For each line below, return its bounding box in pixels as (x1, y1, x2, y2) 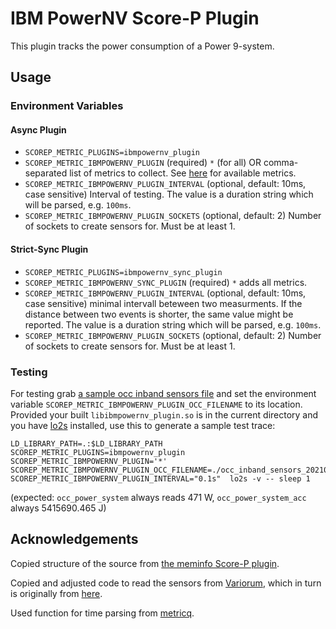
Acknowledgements (10, 531, 139, 548)
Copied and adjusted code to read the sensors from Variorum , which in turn (10, 577, 322, 589)
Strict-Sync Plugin (10, 243, 89, 256)
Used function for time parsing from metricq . (10, 607, 195, 619)
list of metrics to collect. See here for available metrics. (69, 167, 297, 179)
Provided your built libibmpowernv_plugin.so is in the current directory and (10, 408, 319, 421)
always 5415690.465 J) (10, 502, 107, 514)
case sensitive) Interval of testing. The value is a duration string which (24, 188, 314, 201)
